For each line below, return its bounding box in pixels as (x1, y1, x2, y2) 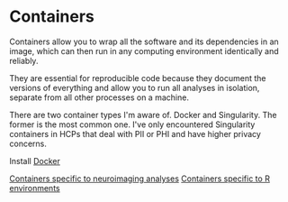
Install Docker (9, 155, 60, 166)
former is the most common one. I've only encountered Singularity (9, 119, 256, 130)
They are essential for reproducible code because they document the (9, 72, 267, 83)
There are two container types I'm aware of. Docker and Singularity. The (9, 109, 277, 120)
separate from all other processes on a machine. (9, 92, 189, 103)
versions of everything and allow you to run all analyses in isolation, (9, 82, 260, 93)
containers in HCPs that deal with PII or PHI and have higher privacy (9, 128, 261, 139)
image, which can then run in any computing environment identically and (9, 45, 279, 56)
